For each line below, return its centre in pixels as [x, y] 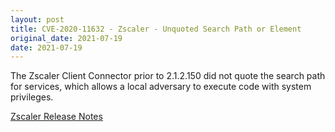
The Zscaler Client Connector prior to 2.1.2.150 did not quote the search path [168, 76]
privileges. [32, 97]
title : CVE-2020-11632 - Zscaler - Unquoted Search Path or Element [156, 29]
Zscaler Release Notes [56, 117]
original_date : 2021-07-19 [66, 38]
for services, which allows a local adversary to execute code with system [161, 87]
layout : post [37, 19]
